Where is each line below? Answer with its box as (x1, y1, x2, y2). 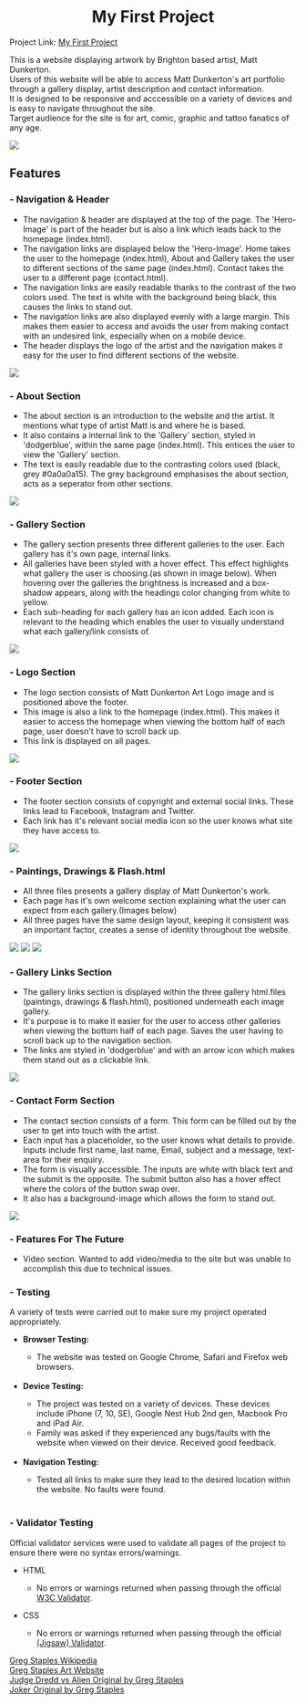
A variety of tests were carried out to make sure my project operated (9, 1307, 267, 1318)
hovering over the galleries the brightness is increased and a (22, 578, 250, 589)
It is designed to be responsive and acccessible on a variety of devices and (9, 93, 292, 104)
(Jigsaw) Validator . (36, 1636, 107, 1648)
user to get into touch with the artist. (22, 1124, 159, 1135)
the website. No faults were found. (36, 1484, 167, 1495)
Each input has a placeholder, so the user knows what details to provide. (22, 1134, 295, 1145)
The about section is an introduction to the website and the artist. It (22, 410, 275, 421)
